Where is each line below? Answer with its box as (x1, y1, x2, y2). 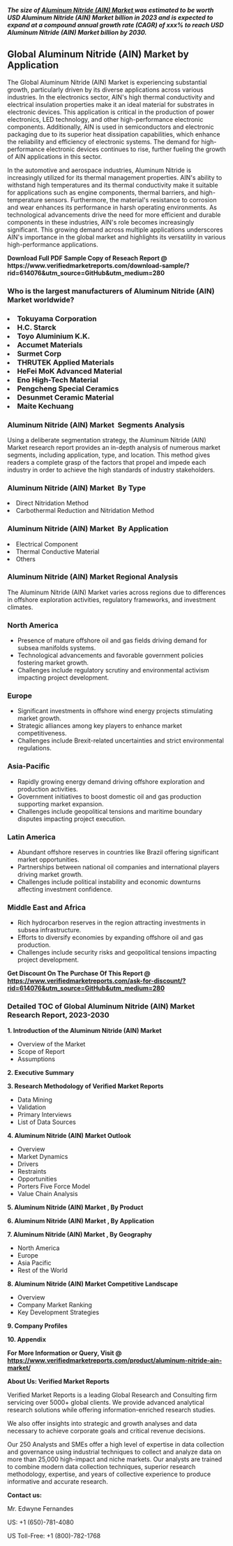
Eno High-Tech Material (17, 374, 99, 384)
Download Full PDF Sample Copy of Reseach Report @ (7, 253, 167, 262)
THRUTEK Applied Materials (17, 357, 114, 367)
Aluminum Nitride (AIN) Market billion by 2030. (7, 28, 147, 36)
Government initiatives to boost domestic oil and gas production (17, 792, 202, 801)
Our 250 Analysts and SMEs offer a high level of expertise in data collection (7, 1440, 225, 1448)
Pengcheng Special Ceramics (17, 384, 119, 393)
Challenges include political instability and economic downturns (17, 878, 201, 886)
